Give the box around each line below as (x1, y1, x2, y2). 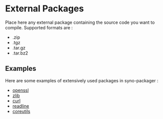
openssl (12, 87, 29, 93)
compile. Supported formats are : (5, 24, 73, 30)
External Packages (5, 3, 84, 14)
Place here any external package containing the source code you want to (5, 19, 155, 25)
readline (12, 103, 29, 109)
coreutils (12, 108, 31, 114)
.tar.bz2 (12, 50, 28, 56)
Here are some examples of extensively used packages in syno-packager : (5, 77, 159, 83)
